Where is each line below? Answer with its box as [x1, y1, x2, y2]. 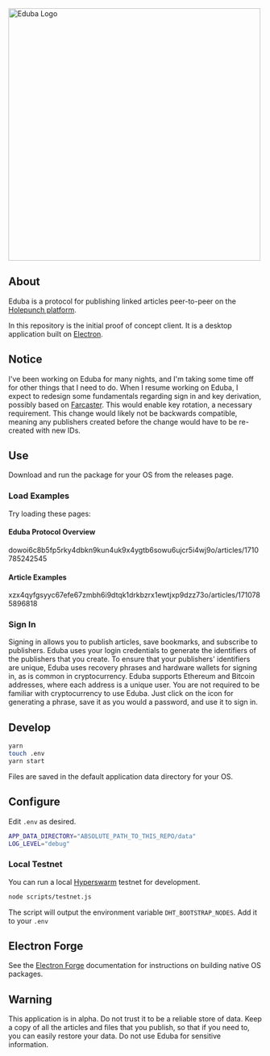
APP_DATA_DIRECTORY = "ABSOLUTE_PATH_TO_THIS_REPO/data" [8, 832, 197, 840]
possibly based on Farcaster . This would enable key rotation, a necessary [8, 400, 252, 409]
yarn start [8, 757, 45, 765]
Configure [8, 795, 60, 809]
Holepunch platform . [8, 304, 77, 314]
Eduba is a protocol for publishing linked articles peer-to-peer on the [8, 296, 236, 306]
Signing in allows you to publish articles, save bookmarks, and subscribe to [8, 637, 258, 647]
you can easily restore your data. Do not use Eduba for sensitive [8, 1031, 222, 1041]
